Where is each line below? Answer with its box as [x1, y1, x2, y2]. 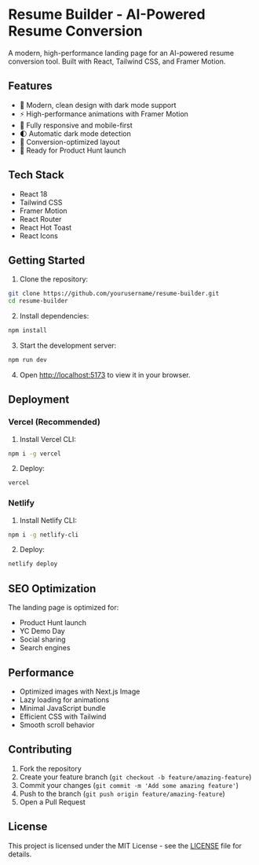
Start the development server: [19, 340, 117, 350]
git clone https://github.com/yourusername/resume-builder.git [8, 289, 220, 298]
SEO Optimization [8, 582, 97, 595]
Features [8, 79, 53, 93]
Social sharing [19, 635, 66, 644]
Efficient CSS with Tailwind [19, 712, 107, 721]
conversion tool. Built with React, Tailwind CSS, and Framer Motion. [8, 57, 226, 66]
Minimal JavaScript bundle [19, 703, 106, 712]
